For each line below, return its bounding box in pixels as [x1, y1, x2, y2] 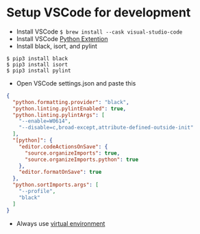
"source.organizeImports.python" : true [24, 156, 138, 163]
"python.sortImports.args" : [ [12, 181, 99, 189]
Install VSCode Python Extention [16, 34, 108, 42]
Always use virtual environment [16, 219, 105, 227]
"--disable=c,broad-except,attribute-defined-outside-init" [18, 125, 194, 131]
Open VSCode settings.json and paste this [16, 79, 136, 87]
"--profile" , [18, 188, 56, 195]
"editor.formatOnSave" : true [18, 169, 102, 176]
